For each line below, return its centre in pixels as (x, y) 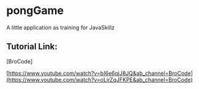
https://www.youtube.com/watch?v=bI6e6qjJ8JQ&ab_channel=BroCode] (100, 73)
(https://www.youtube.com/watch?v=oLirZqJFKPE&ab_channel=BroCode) (99, 79)
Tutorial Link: (32, 47)
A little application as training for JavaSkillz (61, 27)
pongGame (35, 11)
